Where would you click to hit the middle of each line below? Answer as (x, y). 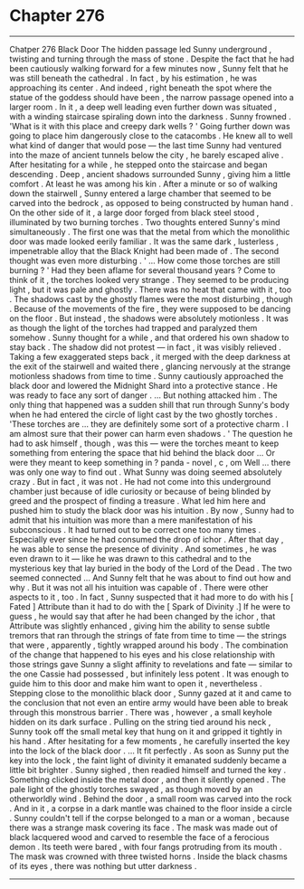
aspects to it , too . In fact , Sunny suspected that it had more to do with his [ (152, 597)
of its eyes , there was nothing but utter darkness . (103, 865)
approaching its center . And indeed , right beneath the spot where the (141, 88)
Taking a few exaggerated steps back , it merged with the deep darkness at (150, 356)
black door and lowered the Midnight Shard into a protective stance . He (143, 385)
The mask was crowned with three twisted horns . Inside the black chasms (148, 856)
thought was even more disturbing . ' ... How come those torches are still (145, 260)
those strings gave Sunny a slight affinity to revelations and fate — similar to (151, 664)
